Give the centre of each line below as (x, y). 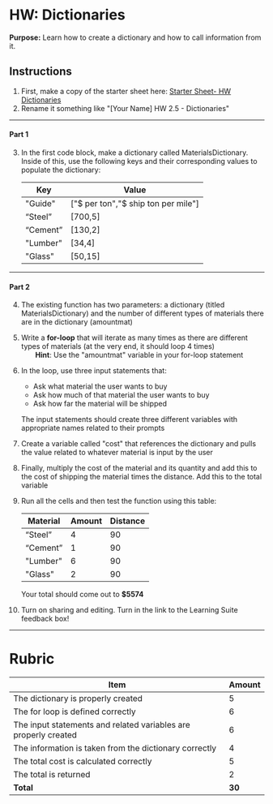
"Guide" (40, 203)
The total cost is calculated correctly (83, 762)
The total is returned (52, 775)
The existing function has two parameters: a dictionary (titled (123, 305)
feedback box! (45, 619)
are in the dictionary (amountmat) (77, 322)
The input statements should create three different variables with (129, 419)
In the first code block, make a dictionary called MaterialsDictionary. (134, 153)
